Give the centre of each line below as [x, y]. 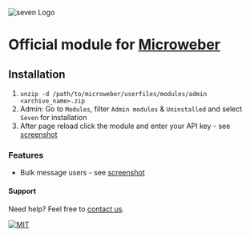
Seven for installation [53, 117]
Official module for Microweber [115, 45]
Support [22, 191]
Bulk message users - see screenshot [83, 173]
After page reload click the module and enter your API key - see [125, 126]
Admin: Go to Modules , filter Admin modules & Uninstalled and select [131, 109]
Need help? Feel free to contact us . [66, 209]
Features [26, 155]
